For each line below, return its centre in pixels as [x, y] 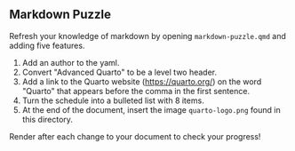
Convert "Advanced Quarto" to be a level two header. [120, 72]
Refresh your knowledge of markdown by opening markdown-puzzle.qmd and [148, 36]
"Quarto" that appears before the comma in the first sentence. [136, 91]
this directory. [48, 119]
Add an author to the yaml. [71, 62]
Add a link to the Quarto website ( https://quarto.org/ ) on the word [142, 81]
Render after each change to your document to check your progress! [135, 136]
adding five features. [47, 45]
